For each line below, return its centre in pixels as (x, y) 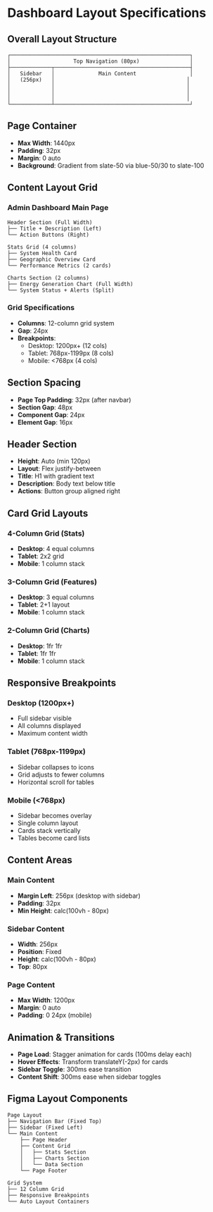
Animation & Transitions (61, 1037)
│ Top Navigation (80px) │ (100, 61)
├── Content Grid (45, 1146)
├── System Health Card (42, 253)
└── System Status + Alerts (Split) (61, 290)
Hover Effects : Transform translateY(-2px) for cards (93, 1062)
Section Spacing (44, 383)
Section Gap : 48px (45, 407)
